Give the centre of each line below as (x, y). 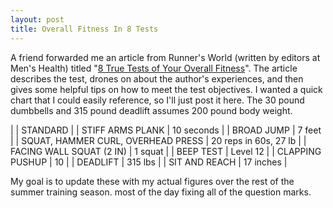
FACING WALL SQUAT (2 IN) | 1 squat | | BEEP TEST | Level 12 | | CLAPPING (166, 151)
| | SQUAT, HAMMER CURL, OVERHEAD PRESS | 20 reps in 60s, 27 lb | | (158, 140)
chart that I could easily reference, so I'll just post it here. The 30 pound (157, 100)
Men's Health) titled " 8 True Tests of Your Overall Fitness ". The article (154, 68)
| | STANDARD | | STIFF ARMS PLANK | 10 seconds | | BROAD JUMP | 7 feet (166, 130)
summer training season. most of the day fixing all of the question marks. (161, 192)
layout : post (37, 19)
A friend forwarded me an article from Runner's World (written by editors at (165, 57)
